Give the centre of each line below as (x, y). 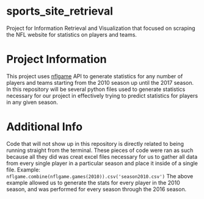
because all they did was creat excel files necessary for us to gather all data (102, 156)
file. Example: (24, 170)
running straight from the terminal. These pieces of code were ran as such (100, 150)
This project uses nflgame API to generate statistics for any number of (95, 76)
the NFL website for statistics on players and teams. (72, 34)
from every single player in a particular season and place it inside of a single (102, 163)
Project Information (56, 60)
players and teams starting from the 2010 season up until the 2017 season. (100, 82)
